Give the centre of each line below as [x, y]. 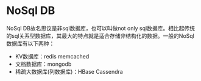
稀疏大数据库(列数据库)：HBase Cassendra [69, 71]
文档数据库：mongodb [43, 64]
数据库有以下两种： [30, 43]
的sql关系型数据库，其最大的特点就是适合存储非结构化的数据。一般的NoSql [100, 36]
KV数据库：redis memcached [52, 56]
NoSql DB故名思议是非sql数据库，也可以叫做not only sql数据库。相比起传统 [100, 28]
